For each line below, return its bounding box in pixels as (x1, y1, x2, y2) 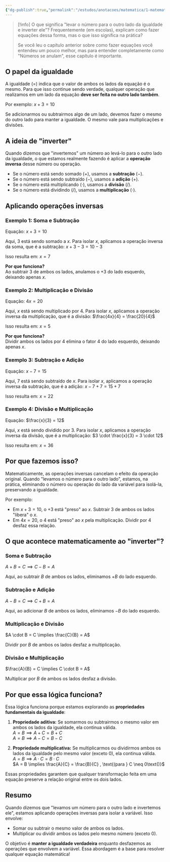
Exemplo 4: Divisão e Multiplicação (5, 406, 94, 413)
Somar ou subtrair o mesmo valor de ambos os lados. (12, 825, 124, 831)
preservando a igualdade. (5, 486, 59, 492)
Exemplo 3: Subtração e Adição (5, 356, 84, 364)
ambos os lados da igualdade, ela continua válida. (12, 725, 117, 731)
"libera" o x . (12, 512, 38, 518)
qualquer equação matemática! (5, 851, 70, 857)
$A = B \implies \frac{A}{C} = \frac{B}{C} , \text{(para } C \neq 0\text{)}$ (12, 761, 165, 767)
